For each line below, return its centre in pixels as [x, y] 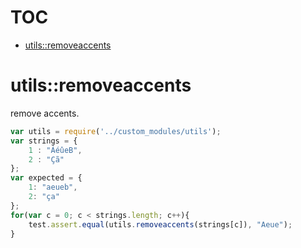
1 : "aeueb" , [53, 187]
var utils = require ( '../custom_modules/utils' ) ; [116, 131]
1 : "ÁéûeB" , [55, 150]
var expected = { [46, 178]
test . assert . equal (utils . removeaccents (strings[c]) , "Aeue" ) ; [160, 224]
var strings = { [44, 141]
